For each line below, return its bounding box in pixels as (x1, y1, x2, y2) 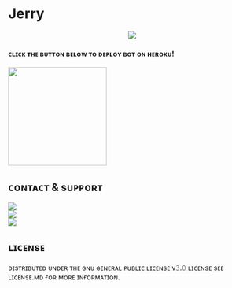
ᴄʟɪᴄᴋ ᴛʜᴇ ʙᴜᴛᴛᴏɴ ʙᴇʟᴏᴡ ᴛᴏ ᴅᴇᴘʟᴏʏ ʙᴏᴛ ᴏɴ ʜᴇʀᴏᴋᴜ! (8, 49, 175, 58)
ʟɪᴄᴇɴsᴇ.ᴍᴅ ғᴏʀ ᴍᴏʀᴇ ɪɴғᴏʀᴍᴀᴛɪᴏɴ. (8, 272, 120, 282)
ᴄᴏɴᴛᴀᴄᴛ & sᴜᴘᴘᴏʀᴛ (8, 180, 103, 194)
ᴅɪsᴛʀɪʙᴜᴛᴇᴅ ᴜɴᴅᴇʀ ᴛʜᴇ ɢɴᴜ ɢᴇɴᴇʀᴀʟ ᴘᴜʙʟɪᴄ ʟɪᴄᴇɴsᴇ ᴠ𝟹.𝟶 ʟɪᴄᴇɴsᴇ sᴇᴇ (8, 263, 224, 272)
